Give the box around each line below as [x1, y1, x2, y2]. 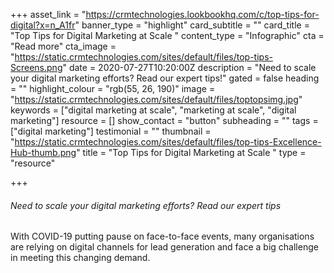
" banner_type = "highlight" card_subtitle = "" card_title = [74, 19, 310, 31]
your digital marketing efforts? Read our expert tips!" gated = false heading [10, 72, 320, 84]
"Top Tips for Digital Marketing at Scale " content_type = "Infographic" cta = [10, 30, 325, 41]
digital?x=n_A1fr [10, 19, 76, 31]
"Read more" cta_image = [10, 40, 117, 52]
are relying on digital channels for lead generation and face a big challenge [10, 241, 319, 253]
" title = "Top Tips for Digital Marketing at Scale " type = [76, 147, 307, 158]
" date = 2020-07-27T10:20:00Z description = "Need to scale [62, 62, 317, 73]
